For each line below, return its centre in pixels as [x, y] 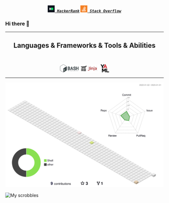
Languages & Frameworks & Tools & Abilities [84, 45]
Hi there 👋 [18, 24]
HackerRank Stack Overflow [89, 11]
